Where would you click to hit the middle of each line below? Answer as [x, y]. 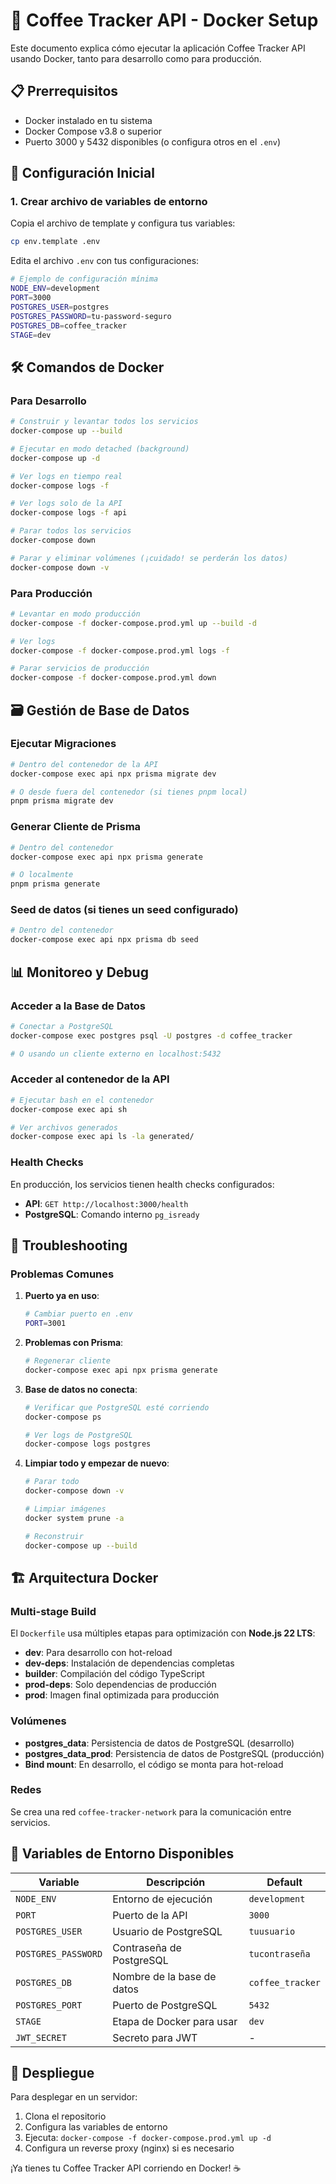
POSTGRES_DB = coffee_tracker [69, 325]
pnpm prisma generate [55, 884]
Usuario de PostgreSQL [167, 1931]
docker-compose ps [63, 1417]
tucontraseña [279, 1953]
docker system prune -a [74, 1518]
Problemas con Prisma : [74, 1343]
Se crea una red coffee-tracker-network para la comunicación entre [151, 1811]
